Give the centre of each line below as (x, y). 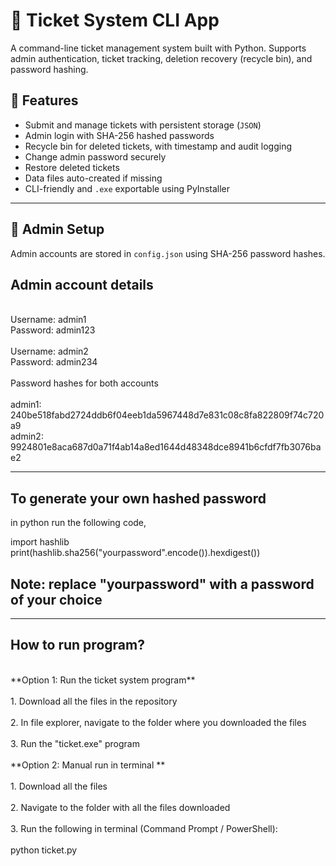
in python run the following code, (78, 523)
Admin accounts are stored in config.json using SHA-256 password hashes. (168, 253)
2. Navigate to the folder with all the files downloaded (120, 807)
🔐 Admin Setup (57, 229)
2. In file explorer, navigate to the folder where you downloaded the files (158, 722)
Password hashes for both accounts (84, 383)
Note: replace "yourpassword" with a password (162, 584)
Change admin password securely (95, 156)
